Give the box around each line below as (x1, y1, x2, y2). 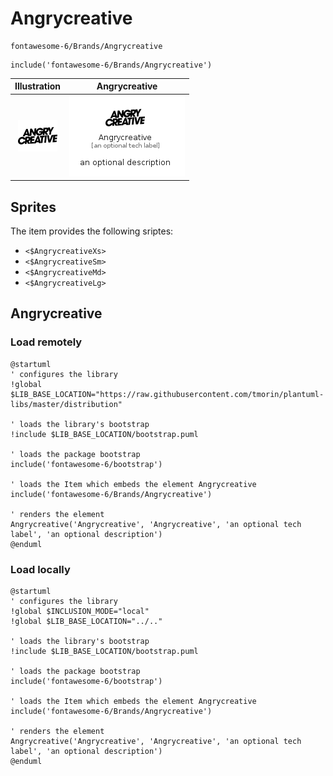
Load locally (10, 562, 71, 576)
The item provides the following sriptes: (10, 225, 174, 237)
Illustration (14, 80, 62, 92)
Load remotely (10, 335, 83, 349)
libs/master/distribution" (10, 399, 123, 409)
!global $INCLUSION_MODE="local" (10, 606, 150, 616)
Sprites (10, 198, 57, 216)
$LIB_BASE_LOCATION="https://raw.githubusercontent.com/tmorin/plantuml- (10, 389, 325, 399)
